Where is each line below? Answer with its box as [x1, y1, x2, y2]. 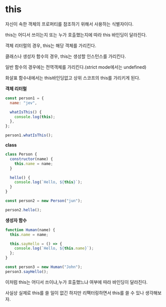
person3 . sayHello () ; [5, 269, 49, 274]
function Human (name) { [5, 227, 56, 233]
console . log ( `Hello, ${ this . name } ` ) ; [14, 246, 94, 251]
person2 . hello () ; [5, 207, 42, 212]
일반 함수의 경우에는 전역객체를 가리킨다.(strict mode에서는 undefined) [5, 64, 147, 70]
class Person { [5, 152, 37, 157]
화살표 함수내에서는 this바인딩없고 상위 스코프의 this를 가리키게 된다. [5, 74, 141, 81]
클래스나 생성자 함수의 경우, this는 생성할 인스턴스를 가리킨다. [5, 53, 127, 59]
